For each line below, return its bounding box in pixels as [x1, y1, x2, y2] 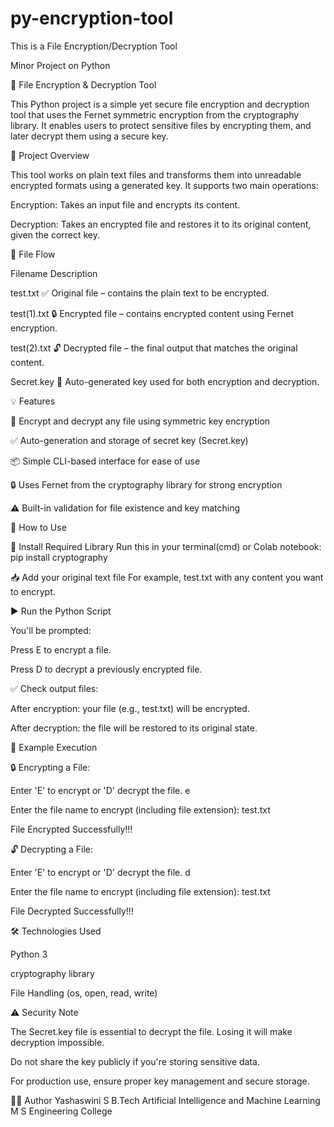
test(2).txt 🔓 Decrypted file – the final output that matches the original [10, 342, 298, 354]
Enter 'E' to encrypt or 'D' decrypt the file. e [10, 784, 191, 796]
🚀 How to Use [10, 521, 67, 533]
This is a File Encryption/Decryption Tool [10, 40, 178, 52]
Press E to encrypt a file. [10, 643, 112, 656]
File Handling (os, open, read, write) [10, 987, 158, 999]
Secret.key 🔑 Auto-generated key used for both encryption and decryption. [10, 375, 320, 387]
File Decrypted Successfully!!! [10, 905, 134, 917]
